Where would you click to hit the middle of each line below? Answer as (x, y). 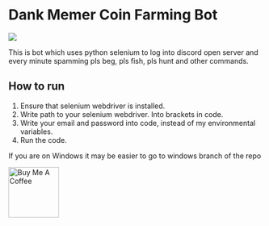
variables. (36, 132)
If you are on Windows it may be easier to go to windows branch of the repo (135, 156)
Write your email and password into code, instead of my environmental (138, 123)
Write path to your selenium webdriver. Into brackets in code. (122, 114)
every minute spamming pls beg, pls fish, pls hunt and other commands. (128, 61)
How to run (37, 86)
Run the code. (43, 140)
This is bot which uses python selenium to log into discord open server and (133, 52)
